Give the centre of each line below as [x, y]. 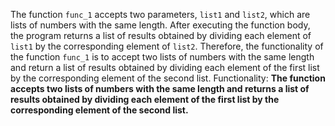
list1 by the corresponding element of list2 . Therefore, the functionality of [167, 46]
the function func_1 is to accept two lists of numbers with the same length [162, 57]
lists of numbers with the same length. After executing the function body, [160, 25]
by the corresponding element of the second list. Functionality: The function [168, 78]
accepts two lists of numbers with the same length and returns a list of [160, 88]
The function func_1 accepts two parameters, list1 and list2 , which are [160, 14]
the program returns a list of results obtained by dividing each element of [161, 35]
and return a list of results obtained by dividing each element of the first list [165, 67]
